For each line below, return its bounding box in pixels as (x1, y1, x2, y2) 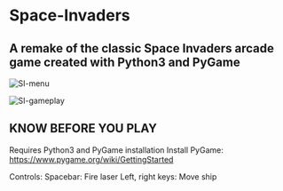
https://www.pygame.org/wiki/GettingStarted (9, 154, 174, 164)
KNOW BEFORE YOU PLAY (9, 121, 158, 136)
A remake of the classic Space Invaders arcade (9, 41, 275, 56)
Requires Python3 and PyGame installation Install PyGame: (9, 144, 224, 155)
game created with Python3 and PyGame (9, 54, 241, 69)
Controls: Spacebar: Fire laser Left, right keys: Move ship (9, 171, 217, 182)
